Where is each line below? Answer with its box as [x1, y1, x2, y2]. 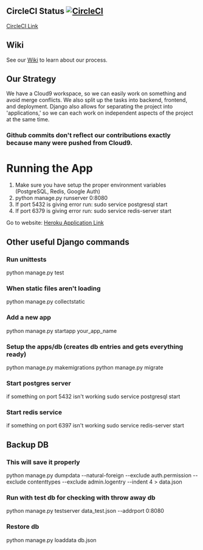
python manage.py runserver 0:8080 [15, 195, 108, 202]
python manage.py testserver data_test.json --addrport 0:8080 [6, 507, 164, 515]
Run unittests [6, 255, 47, 263]
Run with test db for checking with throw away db [6, 493, 156, 502]
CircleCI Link [6, 22, 38, 29]
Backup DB [6, 440, 49, 450]
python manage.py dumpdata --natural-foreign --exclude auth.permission [6, 472, 192, 479]
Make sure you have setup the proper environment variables [15, 181, 167, 189]
